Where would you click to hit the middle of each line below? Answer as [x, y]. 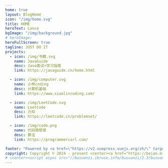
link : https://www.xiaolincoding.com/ [54, 93]
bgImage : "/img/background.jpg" [39, 33]
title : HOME [17, 24]
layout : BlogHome [23, 15]
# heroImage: [19, 38]
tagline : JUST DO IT [27, 47]
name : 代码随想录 [30, 130]
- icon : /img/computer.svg [38, 80]
